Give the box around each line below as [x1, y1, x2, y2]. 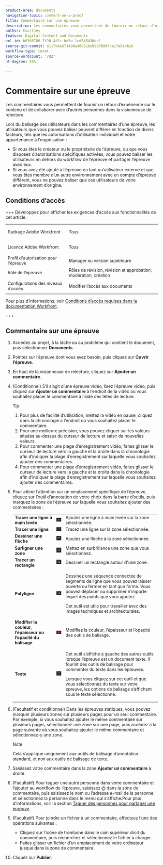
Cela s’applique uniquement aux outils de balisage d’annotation [12, 751, 138, 757]
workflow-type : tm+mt [5, 49, 49, 53]
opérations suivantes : [12, 820, 57, 826]
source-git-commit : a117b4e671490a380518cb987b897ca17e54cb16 [5, 44, 133, 49]
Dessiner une [15, 533, 43, 539]
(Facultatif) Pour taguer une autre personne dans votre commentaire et [12, 780, 154, 786]
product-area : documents [5, 8, 56, 13]
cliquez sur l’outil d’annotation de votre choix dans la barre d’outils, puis [12, 494, 155, 500]
